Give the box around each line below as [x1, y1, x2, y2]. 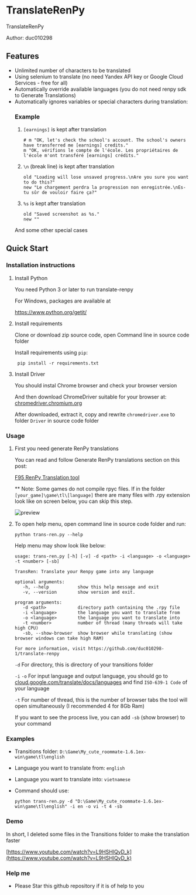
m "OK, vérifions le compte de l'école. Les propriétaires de [23, 148, 178, 154]
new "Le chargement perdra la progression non [23, 185, 139, 190]
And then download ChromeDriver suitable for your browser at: [14, 393, 167, 400]
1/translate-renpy [14, 651, 60, 657]
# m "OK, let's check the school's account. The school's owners [23, 137, 186, 144]
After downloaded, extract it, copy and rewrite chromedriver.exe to [14, 411, 176, 418]
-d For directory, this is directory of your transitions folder [14, 661, 153, 668]
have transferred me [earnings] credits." [23, 142, 129, 148]
